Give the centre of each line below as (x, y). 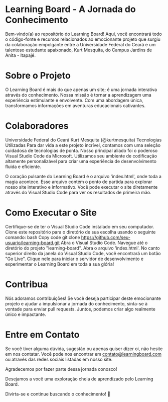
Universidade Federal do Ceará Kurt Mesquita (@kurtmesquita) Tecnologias (83, 140)
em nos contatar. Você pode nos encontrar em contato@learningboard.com (83, 354)
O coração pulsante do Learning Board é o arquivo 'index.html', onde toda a (83, 176)
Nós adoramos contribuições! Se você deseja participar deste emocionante (83, 298)
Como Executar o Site (51, 213)
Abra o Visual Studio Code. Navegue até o (104, 243)
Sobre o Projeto (38, 76)
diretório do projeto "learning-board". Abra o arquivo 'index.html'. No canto (82, 248)
